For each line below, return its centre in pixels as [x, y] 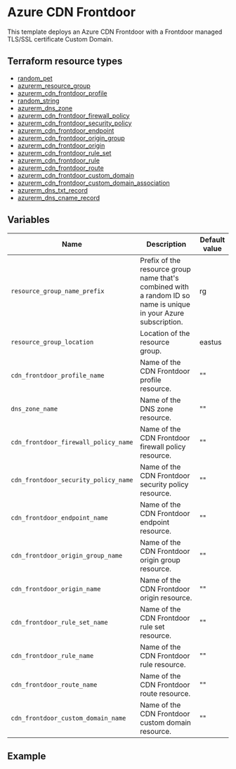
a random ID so [165, 295]
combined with [165, 287]
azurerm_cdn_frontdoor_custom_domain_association [93, 183]
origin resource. [166, 597]
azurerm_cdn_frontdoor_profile [62, 93]
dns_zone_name [34, 409]
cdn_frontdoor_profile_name [58, 375]
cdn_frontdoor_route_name [54, 685]
